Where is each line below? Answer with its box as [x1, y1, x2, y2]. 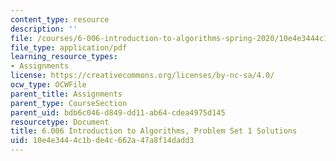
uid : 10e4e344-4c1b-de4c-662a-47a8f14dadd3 [10, 136, 195, 146]
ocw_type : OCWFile [10, 80, 87, 90]
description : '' [10, 24, 78, 34]
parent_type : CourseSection [10, 98, 128, 108]
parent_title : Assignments [10, 89, 123, 99]
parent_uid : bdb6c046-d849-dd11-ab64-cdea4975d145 [10, 107, 226, 118]
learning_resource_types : [10, 52, 118, 62]
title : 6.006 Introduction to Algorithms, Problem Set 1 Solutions [10, 126, 298, 136]
